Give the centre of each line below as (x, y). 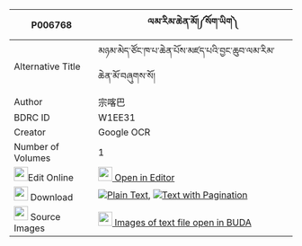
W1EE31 (117, 118)
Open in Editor (145, 177)
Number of (37, 147)
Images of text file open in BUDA (183, 222)
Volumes (32, 158)
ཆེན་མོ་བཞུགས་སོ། (126, 76)
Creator (30, 132)
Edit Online (51, 177)
